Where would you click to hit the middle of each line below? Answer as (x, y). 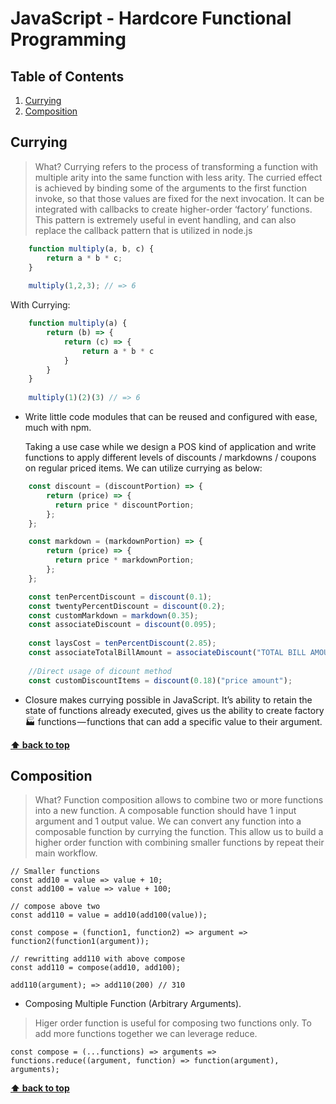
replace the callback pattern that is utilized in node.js (143, 230)
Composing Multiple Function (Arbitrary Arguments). (133, 1004)
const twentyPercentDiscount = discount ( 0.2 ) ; (127, 606)
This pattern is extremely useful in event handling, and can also (165, 219)
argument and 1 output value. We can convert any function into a (168, 821)
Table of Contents (67, 76)
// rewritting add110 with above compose (98, 959)
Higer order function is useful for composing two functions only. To (173, 1023)
